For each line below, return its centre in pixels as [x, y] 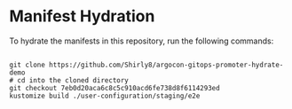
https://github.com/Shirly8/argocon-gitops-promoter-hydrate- [166, 65]
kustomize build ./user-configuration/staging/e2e [105, 96]
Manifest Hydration [82, 16]
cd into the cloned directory [73, 80]
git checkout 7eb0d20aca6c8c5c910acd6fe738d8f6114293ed [114, 88]
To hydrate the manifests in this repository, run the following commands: [142, 41]
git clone [28, 65]
